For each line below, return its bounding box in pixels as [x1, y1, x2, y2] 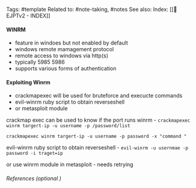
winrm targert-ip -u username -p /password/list [6, 123, 130, 129]
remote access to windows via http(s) [14, 52, 108, 60]
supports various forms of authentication [14, 65, 117, 72]
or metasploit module [14, 105, 68, 112]
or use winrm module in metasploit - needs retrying [6, 161, 133, 168]
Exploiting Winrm [6, 78, 51, 86]
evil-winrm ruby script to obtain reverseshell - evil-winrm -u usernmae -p [6, 144, 188, 151]
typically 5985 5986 [14, 58, 65, 66]
